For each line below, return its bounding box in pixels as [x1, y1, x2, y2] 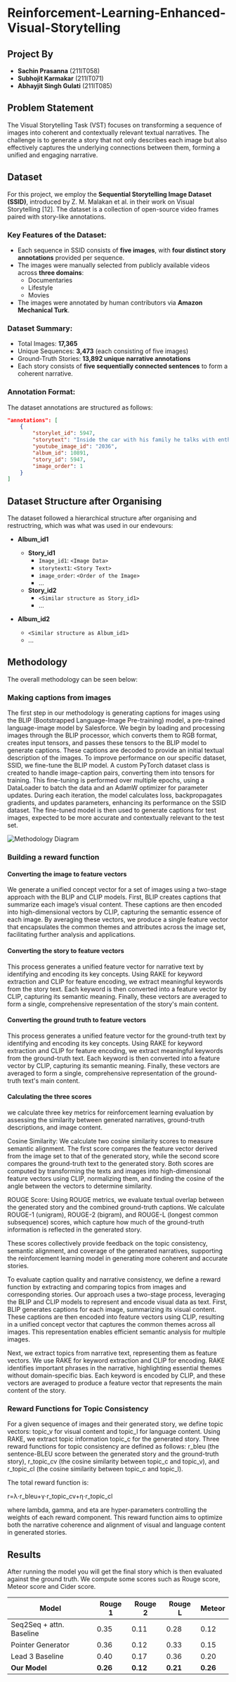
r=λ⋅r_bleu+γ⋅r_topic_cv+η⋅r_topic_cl [7, 1492, 113, 1501]
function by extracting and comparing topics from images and [7, 1282, 187, 1291]
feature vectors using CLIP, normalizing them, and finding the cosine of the [7, 1174, 225, 1182]
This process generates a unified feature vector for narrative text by [7, 962, 204, 971]
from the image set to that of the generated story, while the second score [7, 1151, 220, 1160]
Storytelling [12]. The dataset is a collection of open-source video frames [7, 204, 219, 213]
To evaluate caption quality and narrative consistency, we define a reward [7, 1275, 221, 1284]
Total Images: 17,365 [17, 340, 78, 348]
